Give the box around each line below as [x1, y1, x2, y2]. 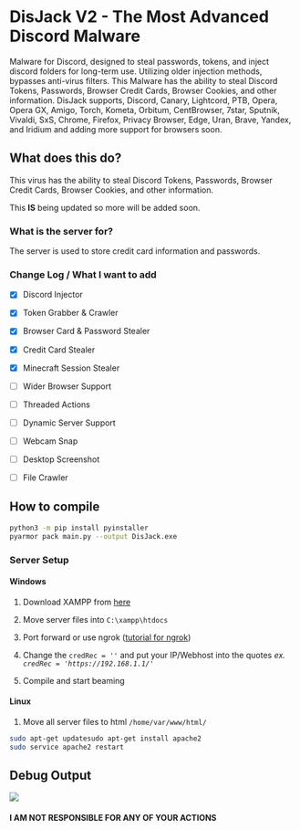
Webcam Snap [22, 436, 78, 447]
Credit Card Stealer [22, 344, 96, 355]
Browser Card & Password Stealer [22, 326, 150, 337]
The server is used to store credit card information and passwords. [9, 246, 261, 257]
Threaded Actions [22, 399, 91, 410]
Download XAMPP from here [22, 596, 131, 607]
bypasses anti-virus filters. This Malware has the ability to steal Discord [9, 75, 278, 86]
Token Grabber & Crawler [22, 308, 119, 319]
